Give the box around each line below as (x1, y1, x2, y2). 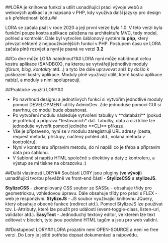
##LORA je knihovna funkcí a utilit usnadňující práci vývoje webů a (5, 5, 143, 10)
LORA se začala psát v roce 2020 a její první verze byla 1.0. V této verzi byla (5, 25, 162, 31)
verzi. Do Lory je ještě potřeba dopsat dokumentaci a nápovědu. (5, 232, 138, 237)
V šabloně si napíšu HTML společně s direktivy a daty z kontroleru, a (12, 155, 155, 161)
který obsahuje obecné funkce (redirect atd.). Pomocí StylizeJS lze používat (5, 201, 163, 207)
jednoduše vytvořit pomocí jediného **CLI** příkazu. (12, 123, 125, 129)
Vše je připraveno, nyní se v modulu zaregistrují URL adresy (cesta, (12, 128, 152, 134)
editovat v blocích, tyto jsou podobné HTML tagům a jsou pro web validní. (5, 217, 158, 222)
